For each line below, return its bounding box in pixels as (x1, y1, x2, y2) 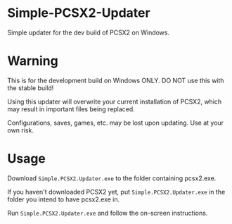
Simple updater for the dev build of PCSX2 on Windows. (7, 28, 170, 37)
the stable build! (7, 83, 54, 92)
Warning (7, 53, 58, 69)
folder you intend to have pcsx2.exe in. (7, 195, 120, 204)
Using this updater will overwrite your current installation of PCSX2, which (7, 97, 222, 106)
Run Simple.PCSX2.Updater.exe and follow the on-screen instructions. (7, 209, 208, 217)
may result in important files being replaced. (7, 104, 135, 113)
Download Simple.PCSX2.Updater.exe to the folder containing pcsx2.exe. (7, 174, 217, 182)
